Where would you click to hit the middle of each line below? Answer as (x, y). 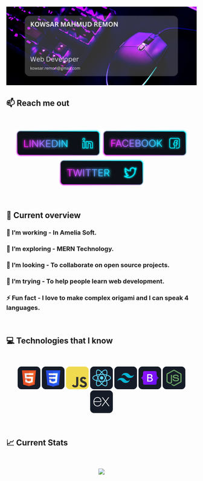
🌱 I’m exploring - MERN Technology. (60, 249)
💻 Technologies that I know (60, 341)
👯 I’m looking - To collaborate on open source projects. (88, 265)
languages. (23, 308)
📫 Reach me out (38, 103)
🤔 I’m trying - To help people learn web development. (85, 282)
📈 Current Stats (37, 443)
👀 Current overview (43, 215)
